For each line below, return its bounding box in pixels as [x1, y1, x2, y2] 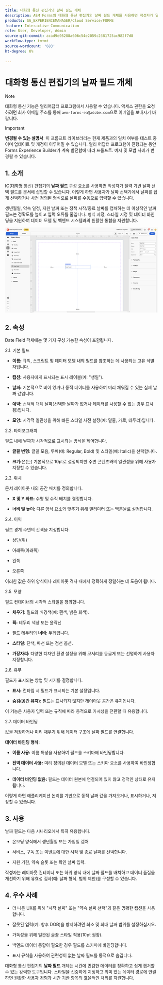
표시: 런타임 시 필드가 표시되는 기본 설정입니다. [12, 688, 100, 693]
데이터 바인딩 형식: [5, 739, 40, 745]
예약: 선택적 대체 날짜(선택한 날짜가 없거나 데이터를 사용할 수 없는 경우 [12, 401, 145, 407]
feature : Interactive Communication [5, 23, 79, 28]
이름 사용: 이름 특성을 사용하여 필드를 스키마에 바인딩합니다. [12, 750, 125, 756]
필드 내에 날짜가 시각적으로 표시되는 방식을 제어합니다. [5, 438, 108, 444]
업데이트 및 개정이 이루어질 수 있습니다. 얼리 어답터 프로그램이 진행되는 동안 [14, 141, 157, 147]
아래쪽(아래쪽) [12, 547, 39, 553]
